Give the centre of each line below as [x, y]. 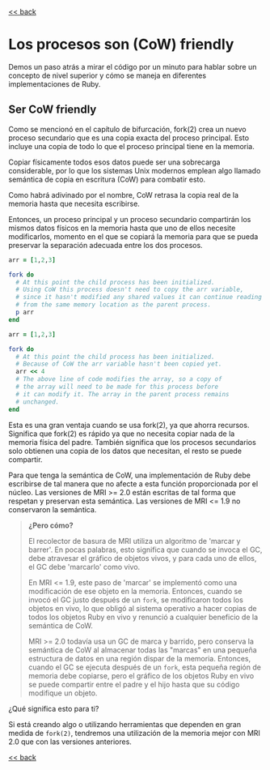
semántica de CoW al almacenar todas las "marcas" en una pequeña [142, 650]
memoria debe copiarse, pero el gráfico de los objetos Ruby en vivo [141, 675]
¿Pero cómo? [51, 525]
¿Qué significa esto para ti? [54, 708]
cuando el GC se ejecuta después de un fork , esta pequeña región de [144, 667]
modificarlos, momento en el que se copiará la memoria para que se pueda [133, 236]
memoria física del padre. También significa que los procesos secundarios [132, 442]
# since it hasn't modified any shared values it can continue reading [139, 297]
